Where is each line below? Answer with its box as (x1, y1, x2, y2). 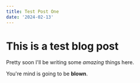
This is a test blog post (6, 39, 119, 53)
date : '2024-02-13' (6, 14, 54, 20)
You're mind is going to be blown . (6, 70, 88, 77)
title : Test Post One (6, 8, 59, 15)
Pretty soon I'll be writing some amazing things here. (6, 59, 134, 66)
